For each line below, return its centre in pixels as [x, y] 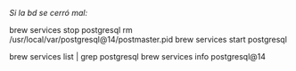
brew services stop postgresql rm [71, 30]
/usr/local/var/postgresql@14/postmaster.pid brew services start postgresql [148, 39]
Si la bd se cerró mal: [48, 13]
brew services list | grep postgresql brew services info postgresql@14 [137, 56]
